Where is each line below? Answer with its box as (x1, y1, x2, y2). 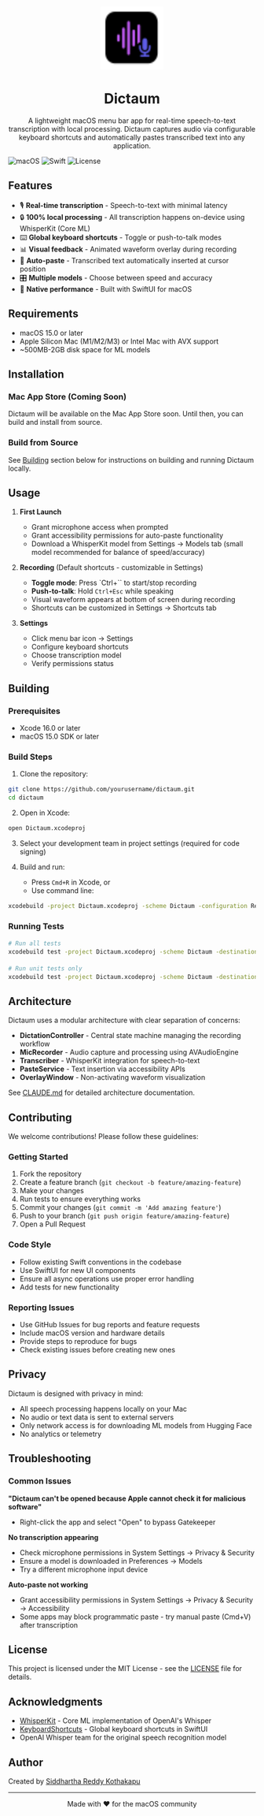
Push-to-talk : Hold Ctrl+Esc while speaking (31, 586, 174, 596)
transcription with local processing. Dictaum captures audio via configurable (8, 124, 256, 133)
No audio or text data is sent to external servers (19, 1412, 174, 1422)
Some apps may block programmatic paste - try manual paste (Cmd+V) (19, 1612, 251, 1621)
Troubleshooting (8, 1452, 92, 1465)
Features (8, 179, 53, 192)
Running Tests (8, 921, 64, 932)
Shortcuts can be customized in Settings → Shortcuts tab (31, 603, 217, 612)
